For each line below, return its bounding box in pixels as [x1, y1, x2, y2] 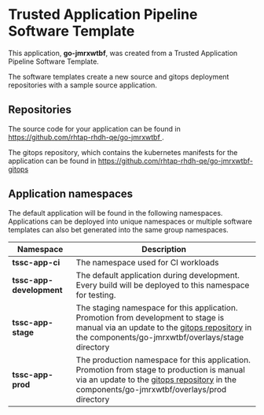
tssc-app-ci [12, 257, 60, 268]
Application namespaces [8, 187, 134, 201]
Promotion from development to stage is [75, 312, 225, 323]
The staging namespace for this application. [75, 302, 238, 313]
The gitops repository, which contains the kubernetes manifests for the [8, 147, 238, 157]
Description [141, 243, 187, 254]
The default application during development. [75, 269, 240, 280]
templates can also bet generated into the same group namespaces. [8, 224, 229, 234]
